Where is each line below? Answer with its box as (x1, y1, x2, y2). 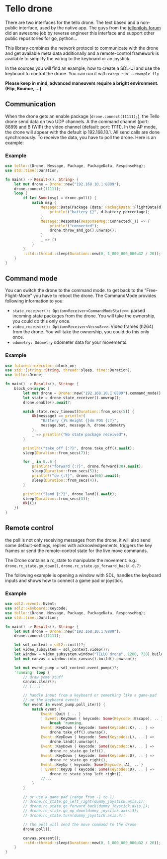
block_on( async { (14, 386, 50, 391)
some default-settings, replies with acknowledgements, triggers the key (5, 542, 153, 548)
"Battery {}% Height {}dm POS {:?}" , (40, 418, 119, 424)
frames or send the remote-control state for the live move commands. (5, 548, 148, 554)
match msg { (31, 200, 57, 205)
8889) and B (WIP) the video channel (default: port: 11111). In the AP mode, (5, 124, 157, 130)
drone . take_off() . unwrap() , (49, 730, 108, 735)
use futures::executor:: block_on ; (5, 363, 77, 368)
